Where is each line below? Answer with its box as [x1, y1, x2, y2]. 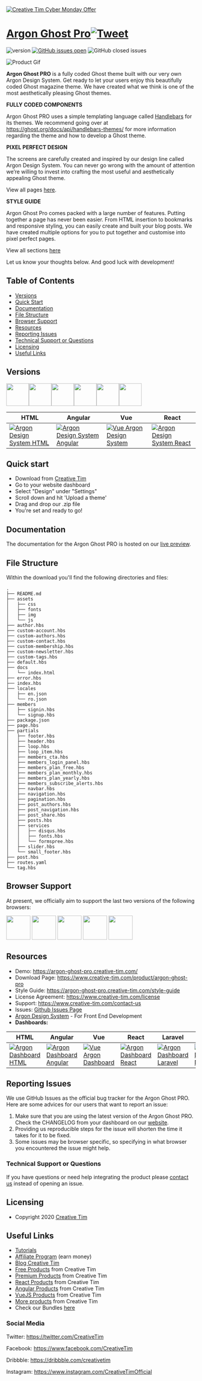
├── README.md [6, 591, 42, 597]
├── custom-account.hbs [6, 628, 66, 634]
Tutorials [14, 1247, 37, 1254]
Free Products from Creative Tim [14, 1266, 96, 1273]
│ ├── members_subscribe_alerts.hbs [6, 781, 103, 787]
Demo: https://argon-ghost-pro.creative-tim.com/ [14, 967, 138, 974]
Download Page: [14, 974, 56, 981]
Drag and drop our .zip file [14, 500, 81, 508]
